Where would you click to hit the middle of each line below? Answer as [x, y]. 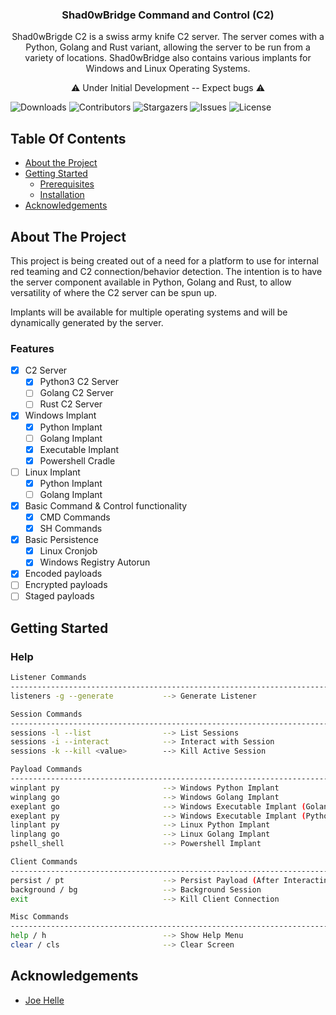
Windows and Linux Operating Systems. [168, 69]
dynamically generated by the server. [87, 322]
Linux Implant [52, 472]
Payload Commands [46, 769]
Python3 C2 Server [79, 382]
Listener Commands [48, 678]
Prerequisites [67, 184]
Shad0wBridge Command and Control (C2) [168, 15]
